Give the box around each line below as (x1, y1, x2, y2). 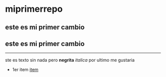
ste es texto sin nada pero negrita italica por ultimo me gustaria (5, 57, 135, 63)
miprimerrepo (5, 3, 63, 15)
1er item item (12, 67, 39, 73)
